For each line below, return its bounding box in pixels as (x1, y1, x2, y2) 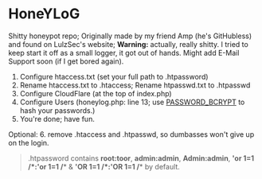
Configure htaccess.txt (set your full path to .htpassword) (19, 72, 209, 81)
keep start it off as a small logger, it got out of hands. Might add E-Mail (8, 48, 240, 57)
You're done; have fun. (19, 114, 96, 123)
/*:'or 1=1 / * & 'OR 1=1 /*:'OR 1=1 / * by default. (27, 161, 181, 171)
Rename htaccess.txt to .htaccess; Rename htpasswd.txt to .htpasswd (19, 80, 251, 90)
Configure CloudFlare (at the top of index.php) (19, 88, 173, 98)
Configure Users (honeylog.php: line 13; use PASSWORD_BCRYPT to (19, 97, 245, 107)
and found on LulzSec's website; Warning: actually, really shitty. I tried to (8, 39, 248, 49)
